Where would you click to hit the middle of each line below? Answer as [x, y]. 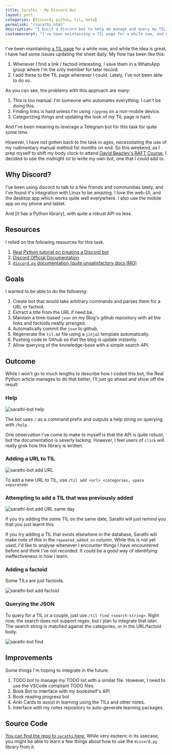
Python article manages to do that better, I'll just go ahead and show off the [85, 379]
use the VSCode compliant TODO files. [53, 686]
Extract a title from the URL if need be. [53, 312]
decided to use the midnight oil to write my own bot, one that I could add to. [85, 158]
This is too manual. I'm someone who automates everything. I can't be [87, 100]
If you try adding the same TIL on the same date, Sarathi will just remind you [86, 519]
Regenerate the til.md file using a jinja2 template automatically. [81, 334]
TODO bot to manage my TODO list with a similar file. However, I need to [89, 680]
